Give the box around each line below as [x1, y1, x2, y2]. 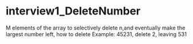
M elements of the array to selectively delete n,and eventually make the [5, 24, 186, 31]
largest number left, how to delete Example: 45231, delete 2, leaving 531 [5, 30, 187, 37]
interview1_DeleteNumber [5, 4, 141, 18]
